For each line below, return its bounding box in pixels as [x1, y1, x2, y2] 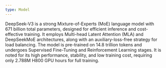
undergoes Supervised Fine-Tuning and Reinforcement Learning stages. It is [5, 47, 162, 53]
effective [5, 31, 23, 37]
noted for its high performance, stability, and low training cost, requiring [5, 52, 153, 58]
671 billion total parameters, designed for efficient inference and [5, 26, 137, 32]
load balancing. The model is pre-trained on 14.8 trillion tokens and [5, 41, 142, 47]
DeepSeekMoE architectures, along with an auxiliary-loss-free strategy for [5, 36, 158, 42]
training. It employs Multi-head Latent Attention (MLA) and [24, 31, 144, 37]
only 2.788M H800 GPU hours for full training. [5, 57, 99, 63]
